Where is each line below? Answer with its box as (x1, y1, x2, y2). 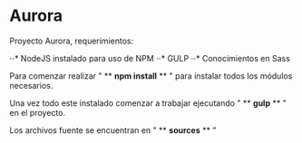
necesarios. (9, 80, 54, 91)
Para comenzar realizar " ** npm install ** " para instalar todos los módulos (9, 70, 293, 81)
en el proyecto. (9, 107, 66, 118)
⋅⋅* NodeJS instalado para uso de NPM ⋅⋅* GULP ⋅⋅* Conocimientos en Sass (9, 52, 290, 63)
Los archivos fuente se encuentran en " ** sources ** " (9, 124, 217, 136)
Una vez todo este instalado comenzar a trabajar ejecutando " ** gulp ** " (9, 97, 287, 109)
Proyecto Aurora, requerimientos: (9, 35, 134, 46)
